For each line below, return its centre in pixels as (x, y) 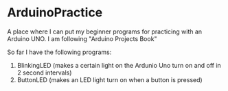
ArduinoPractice (55, 13)
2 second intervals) (44, 73)
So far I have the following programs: (59, 52)
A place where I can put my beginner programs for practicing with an (105, 31)
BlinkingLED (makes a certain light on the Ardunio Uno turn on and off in (119, 65)
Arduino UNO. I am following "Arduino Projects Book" (82, 38)
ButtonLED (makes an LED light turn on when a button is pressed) (110, 79)
